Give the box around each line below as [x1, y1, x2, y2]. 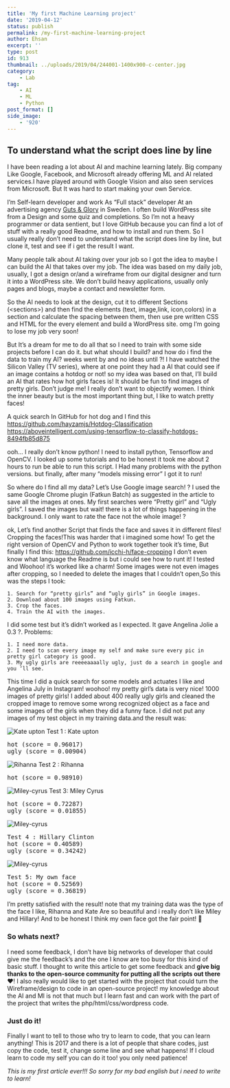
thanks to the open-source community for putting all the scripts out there [7, 969, 221, 978]
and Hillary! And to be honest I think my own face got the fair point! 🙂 [7, 914, 203, 923]
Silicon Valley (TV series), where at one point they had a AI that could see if [7, 362, 220, 371]
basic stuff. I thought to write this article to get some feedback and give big [7, 962, 220, 970]
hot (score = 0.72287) [7, 800, 84, 808]
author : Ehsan [7, 36, 48, 43]
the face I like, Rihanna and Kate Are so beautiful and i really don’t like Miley [7, 907, 222, 916]
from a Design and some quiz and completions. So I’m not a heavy [7, 213, 195, 221]
